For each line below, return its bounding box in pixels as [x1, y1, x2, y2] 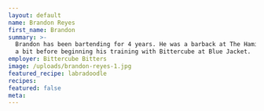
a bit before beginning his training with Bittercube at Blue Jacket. [15, 48, 251, 55]
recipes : [8, 77, 37, 84]
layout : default [8, 11, 61, 20]
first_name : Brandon [8, 26, 76, 34]
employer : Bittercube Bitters [8, 55, 108, 63]
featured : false [8, 84, 61, 92]
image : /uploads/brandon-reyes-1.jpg [8, 63, 132, 70]
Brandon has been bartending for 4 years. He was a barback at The [15, 41, 241, 48]
